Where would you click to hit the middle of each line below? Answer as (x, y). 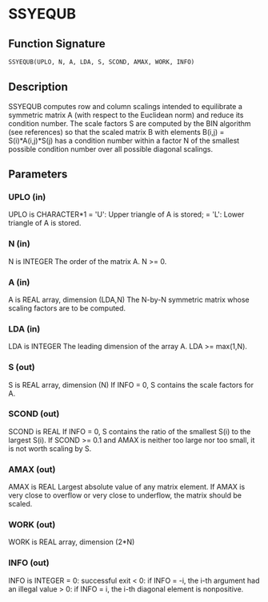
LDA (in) (24, 328)
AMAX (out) (32, 469)
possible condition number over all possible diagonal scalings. (111, 148)
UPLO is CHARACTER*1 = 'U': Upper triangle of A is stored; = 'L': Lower (126, 214)
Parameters (38, 175)
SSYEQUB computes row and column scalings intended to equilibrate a (125, 106)
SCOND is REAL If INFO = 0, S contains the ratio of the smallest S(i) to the (130, 431)
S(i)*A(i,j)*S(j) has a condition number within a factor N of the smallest (124, 140)
